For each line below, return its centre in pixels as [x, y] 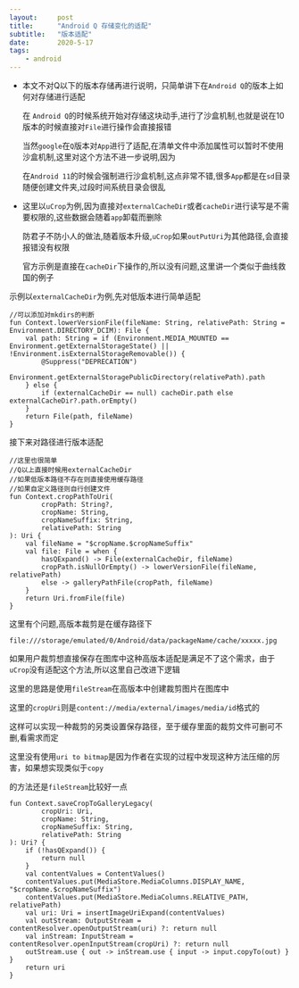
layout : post [42, 17]
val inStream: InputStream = [79, 936]
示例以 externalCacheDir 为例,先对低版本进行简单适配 [105, 296]
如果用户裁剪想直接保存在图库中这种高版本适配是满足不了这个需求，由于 [142, 658]
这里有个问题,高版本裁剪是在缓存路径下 [81, 624]
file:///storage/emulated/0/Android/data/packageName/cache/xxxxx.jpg [143, 641]
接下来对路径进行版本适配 [56, 442]
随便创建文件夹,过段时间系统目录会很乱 [94, 187]
